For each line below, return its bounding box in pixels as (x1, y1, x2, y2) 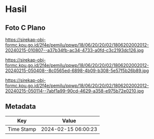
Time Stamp (8, 125, 37, 132)
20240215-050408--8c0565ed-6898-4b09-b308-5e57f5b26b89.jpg (5, 67, 149, 73)
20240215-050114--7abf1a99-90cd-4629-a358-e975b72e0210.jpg (5, 88, 144, 93)
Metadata (5, 102, 36, 111)
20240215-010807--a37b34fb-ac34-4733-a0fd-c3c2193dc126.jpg (5, 47, 144, 53)
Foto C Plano (5, 23, 46, 32)
